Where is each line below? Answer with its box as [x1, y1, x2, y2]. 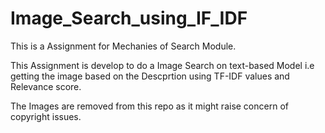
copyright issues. [10, 110, 82, 122]
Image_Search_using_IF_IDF [10, 7, 248, 30]
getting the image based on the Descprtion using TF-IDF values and [10, 70, 290, 82]
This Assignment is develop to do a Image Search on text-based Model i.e [10, 59, 315, 71]
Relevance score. [10, 80, 82, 92]
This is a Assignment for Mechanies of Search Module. [10, 40, 237, 52]
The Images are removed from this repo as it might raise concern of [10, 100, 289, 112]
